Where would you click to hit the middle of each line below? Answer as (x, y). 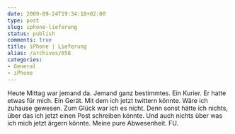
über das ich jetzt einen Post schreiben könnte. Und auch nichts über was (115, 115)
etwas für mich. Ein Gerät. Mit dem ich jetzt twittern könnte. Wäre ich (108, 100)
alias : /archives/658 (39, 54)
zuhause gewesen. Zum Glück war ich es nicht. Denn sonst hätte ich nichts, (118, 108)
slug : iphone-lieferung (42, 27)
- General (22, 66)
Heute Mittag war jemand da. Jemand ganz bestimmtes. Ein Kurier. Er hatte (117, 93)
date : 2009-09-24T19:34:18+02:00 (57, 14)
